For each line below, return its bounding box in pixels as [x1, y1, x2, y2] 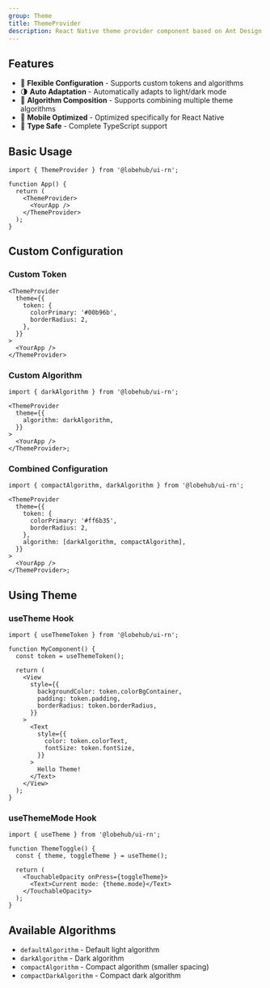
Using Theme [8, 588, 78, 602]
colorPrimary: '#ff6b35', [29, 517, 117, 526]
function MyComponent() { [8, 644, 95, 653]
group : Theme [8, 11, 53, 20]
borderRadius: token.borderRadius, [37, 701, 158, 710]
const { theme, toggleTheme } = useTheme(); [15, 852, 168, 860]
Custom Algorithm [8, 369, 82, 381]
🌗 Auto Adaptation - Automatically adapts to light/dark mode [19, 87, 227, 97]
